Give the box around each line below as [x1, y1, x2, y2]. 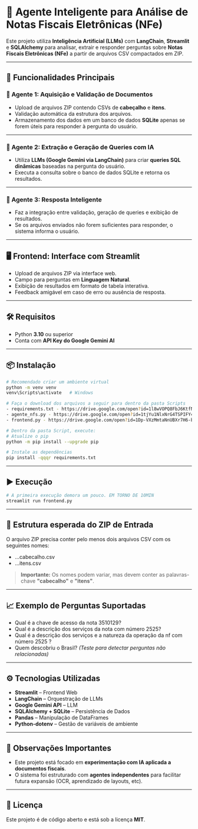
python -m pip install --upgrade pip [6, 438, 99, 445]
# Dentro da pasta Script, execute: [6, 428, 96, 434]
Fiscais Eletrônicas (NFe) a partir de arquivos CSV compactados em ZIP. [6, 50, 184, 57]
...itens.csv [14, 560, 41, 567]
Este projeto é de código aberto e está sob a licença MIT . [6, 815, 146, 823]
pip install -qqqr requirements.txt [6, 455, 96, 461]
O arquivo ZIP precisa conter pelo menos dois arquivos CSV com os [6, 535, 171, 542]
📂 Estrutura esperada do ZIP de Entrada [6, 520, 154, 530]
